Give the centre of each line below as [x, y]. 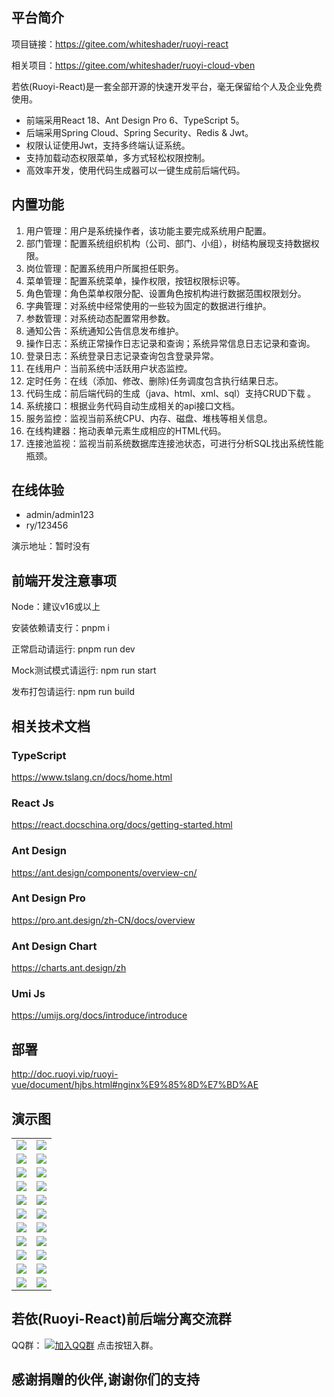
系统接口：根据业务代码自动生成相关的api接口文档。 [133, 405]
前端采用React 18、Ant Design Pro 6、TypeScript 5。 [135, 120]
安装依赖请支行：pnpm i [61, 628]
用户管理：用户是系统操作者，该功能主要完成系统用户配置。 [148, 230]
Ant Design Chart [54, 946]
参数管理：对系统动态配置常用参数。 [100, 318]
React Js [33, 803]
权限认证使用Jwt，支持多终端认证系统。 [108, 145]
